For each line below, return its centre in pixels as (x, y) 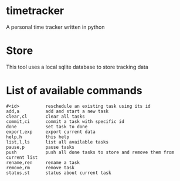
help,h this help (38, 137)
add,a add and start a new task (57, 111)
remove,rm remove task (40, 168)
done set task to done (47, 127)
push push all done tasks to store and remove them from (90, 152)
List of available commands (74, 90)
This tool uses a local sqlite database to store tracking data (77, 67)
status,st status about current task (59, 173)
